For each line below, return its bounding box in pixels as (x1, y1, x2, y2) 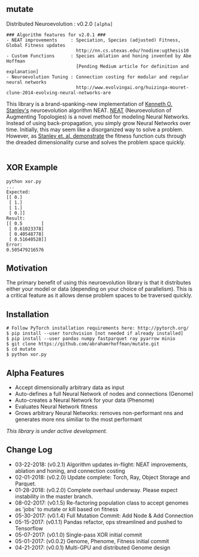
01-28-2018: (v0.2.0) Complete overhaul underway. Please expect (14, 486, 178, 493)
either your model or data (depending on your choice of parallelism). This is (6, 285, 193, 293)
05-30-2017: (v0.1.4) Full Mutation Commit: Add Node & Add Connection (14, 512, 194, 519)
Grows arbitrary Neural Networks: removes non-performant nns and (14, 410, 184, 417)
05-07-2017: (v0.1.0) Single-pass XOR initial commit (14, 531, 143, 538)
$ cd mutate (6, 346, 36, 352)
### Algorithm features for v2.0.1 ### (6, 32, 106, 38)
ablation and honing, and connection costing (14, 467, 125, 474)
